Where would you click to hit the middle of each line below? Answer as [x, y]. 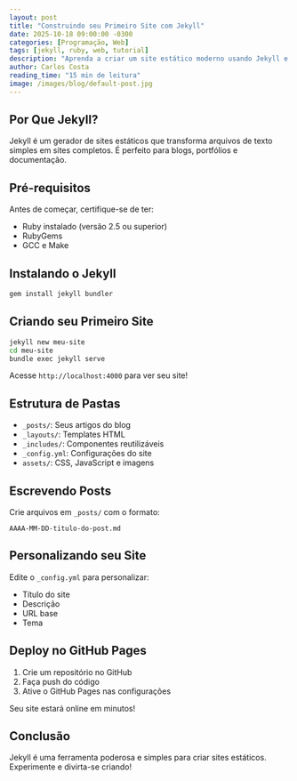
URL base [40, 613]
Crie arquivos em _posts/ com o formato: [84, 512]
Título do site [46, 594]
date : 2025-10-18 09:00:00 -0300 [71, 34]
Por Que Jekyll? [54, 120]
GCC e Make [45, 246]
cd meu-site [31, 350]
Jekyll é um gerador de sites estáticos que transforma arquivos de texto [141, 141]
